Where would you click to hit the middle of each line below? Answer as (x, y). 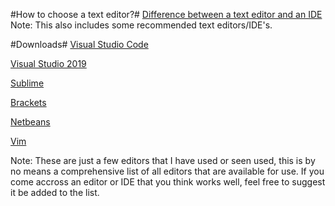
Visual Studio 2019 (48, 63)
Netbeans (30, 122)
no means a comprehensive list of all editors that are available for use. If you (167, 171)
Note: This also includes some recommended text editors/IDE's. (141, 25)
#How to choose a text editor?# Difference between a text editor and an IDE (166, 14)
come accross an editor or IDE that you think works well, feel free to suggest (168, 182)
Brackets (28, 102)
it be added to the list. (55, 192)
